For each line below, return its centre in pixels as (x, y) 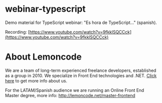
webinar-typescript (45, 9)
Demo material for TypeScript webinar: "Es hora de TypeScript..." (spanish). (81, 22)
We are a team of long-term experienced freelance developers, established (81, 70)
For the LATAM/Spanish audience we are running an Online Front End (75, 90)
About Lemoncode (43, 57)
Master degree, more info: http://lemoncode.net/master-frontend (70, 95)
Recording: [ (18, 32)
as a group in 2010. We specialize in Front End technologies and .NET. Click (81, 75)
